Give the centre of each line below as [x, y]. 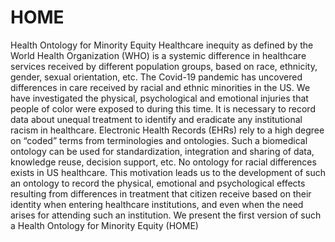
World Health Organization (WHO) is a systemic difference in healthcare [158, 55]
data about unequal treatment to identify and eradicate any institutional [156, 119]
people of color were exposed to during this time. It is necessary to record [163, 108]
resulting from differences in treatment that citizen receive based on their [161, 193]
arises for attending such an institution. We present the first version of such [166, 215]
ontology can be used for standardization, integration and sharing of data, [162, 151]
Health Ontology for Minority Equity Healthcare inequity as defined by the [162, 45]
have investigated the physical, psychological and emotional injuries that [159, 98]
